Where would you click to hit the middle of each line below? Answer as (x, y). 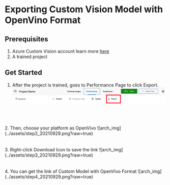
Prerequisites (26, 39)
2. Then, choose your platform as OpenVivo (50, 128)
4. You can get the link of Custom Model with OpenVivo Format (71, 171)
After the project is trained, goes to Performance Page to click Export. (85, 85)
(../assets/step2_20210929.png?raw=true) (49, 133)
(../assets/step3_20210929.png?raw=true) (49, 155)
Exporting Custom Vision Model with (84, 9)
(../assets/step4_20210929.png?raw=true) (49, 176)
